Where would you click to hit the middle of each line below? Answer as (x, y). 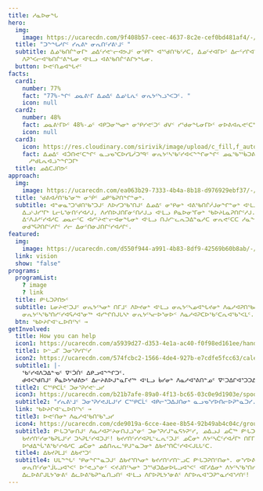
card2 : (26, 111)
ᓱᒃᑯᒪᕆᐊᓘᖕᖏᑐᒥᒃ (53, 162)
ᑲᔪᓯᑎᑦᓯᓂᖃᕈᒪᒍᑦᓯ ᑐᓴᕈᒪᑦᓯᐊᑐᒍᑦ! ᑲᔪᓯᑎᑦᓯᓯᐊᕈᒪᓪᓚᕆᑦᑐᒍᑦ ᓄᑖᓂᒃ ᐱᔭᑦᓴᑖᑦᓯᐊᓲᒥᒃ (131, 438)
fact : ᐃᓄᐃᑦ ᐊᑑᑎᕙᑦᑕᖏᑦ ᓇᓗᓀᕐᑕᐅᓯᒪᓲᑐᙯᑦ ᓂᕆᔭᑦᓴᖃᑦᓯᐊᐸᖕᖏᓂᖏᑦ (121, 154)
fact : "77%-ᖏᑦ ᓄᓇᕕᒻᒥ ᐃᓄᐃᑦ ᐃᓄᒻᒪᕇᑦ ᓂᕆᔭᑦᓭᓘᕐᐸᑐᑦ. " (106, 96)
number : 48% (41, 118)
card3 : (26, 139)
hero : (17, 23)
